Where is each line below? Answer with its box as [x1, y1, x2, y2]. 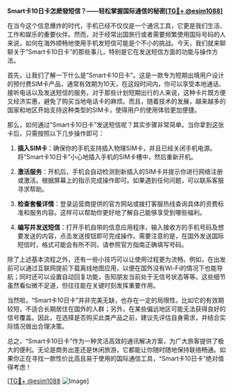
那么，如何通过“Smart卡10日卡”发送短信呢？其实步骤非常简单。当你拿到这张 [7, 121, 225, 129]
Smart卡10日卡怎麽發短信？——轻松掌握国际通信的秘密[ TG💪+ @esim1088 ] [7, 7, 223, 15]
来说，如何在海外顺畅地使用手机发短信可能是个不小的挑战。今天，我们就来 [7, 39, 220, 47]
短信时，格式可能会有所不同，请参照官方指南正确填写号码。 [17, 240, 188, 249]
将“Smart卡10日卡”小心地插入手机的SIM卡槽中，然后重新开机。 [17, 153, 198, 161]
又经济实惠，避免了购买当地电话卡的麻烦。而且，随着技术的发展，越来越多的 [7, 97, 226, 105]
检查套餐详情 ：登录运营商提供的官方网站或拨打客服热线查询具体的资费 [17, 199, 218, 208]
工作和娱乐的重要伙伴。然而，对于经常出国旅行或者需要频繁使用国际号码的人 [7, 31, 226, 38]
